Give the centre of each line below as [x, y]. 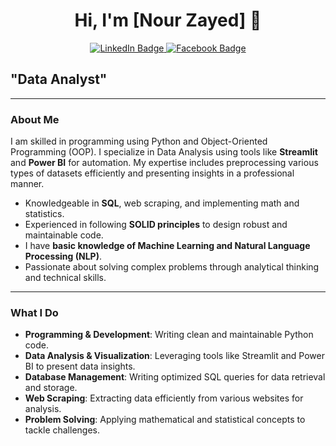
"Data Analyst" [59, 79]
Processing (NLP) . [63, 256]
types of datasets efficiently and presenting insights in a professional [152, 173]
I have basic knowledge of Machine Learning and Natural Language [167, 246]
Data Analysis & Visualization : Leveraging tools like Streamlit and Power [174, 356]
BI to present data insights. [80, 366]
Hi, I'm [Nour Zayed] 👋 [168, 20]
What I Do [34, 312]
